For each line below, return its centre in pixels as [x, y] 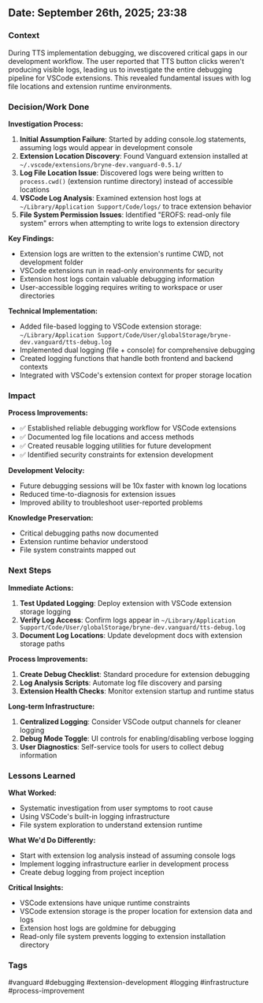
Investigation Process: [46, 124]
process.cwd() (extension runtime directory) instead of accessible [126, 181]
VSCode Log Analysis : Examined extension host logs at [110, 197]
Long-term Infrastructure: [52, 706]
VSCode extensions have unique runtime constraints [105, 903]
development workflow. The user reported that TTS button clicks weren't [126, 61]
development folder [52, 262]
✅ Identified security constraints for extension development [117, 455]
